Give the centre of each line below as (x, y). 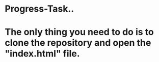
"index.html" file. (42, 54)
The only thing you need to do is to (79, 32)
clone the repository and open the (78, 43)
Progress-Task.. (39, 9)
